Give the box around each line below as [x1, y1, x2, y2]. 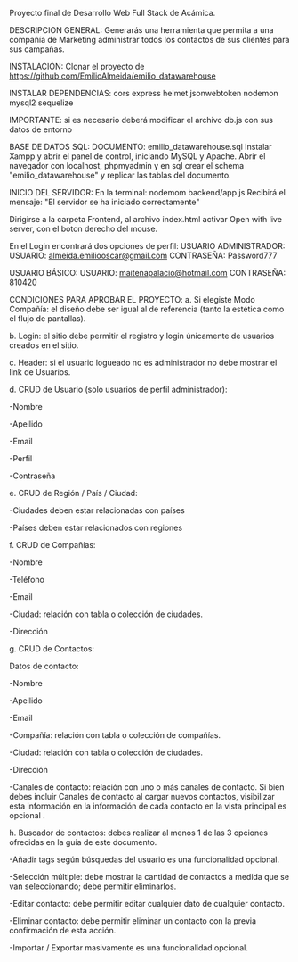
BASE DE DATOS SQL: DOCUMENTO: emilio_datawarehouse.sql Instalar [9, 142, 273, 152]
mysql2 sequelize [9, 97, 74, 108]
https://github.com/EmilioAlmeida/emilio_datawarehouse [9, 70, 216, 81]
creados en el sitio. [9, 340, 79, 351]
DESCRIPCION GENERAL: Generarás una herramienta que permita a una [9, 25, 274, 35]
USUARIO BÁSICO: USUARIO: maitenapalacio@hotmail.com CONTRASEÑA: [9, 268, 286, 278]
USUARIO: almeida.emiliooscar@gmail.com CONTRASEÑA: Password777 [9, 250, 278, 261]
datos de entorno [9, 124, 73, 135]
